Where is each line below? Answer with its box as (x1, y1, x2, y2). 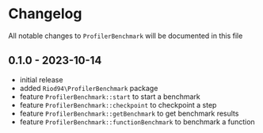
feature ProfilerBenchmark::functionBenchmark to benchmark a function (19, 116, 255, 127)
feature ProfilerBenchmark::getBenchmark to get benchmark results (19, 108, 239, 118)
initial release (19, 74, 63, 84)
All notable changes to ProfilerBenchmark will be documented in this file (8, 31, 243, 40)
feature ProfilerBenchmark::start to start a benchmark (19, 92, 200, 101)
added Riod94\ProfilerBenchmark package (19, 83, 158, 93)
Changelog (8, 5, 82, 23)
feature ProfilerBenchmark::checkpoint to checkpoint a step (19, 100, 217, 109)
